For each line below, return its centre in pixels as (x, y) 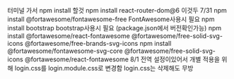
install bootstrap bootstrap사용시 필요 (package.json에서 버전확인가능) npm (115, 28)
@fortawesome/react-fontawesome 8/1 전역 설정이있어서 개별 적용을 (122, 59)
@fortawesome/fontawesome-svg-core (65, 51)
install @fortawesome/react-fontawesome (69, 36)
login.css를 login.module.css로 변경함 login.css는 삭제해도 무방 (104, 68)
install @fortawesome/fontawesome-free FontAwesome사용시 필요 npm (111, 19)
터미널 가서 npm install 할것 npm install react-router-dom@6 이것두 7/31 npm (117, 10)
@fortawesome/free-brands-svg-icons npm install (98, 43)
